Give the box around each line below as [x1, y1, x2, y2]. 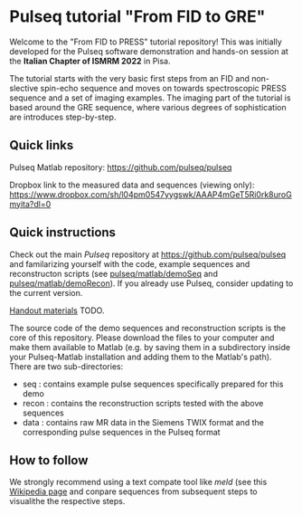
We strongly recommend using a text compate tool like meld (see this [9, 477, 268, 488]
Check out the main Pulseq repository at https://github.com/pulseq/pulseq [9, 249, 287, 260]
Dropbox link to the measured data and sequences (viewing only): [9, 179, 255, 190]
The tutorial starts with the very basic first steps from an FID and [9, 72, 250, 83]
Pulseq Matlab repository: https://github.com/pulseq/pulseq [9, 161, 232, 173]
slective [9, 82, 39, 93]
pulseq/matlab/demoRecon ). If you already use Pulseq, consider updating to [9, 278, 294, 289]
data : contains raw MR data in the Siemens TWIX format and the [22, 416, 264, 427]
